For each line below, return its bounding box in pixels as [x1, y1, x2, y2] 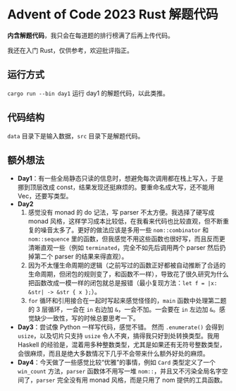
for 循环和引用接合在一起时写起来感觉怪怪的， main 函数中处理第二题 [27, 296, 227, 305]
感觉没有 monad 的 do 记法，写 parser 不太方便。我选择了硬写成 [27, 208, 215, 217]
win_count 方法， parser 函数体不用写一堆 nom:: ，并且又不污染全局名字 [17, 367, 222, 375]
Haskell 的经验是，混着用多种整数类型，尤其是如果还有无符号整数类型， [17, 340, 226, 349]
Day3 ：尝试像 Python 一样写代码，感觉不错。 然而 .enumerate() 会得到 [17, 323, 224, 332]
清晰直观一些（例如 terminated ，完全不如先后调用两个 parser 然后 [27, 243, 220, 252]
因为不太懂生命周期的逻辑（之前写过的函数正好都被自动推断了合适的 [27, 261, 226, 270]
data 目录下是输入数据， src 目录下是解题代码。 [7, 131, 144, 140]
